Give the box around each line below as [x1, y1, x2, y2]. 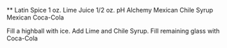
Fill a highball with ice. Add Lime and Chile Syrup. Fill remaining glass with [6, 27, 220, 35]
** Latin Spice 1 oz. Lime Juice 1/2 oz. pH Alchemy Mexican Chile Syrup [6, 6, 214, 14]
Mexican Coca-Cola [6, 13, 64, 22]
